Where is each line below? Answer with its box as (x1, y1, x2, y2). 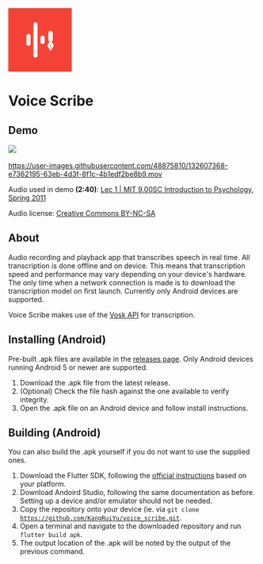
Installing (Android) (8, 333, 107, 347)
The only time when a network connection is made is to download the (8, 278, 235, 287)
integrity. (19, 394, 49, 404)
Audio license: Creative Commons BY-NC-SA (8, 209, 156, 217)
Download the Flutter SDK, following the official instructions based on (19, 471, 247, 481)
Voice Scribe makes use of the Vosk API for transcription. (8, 309, 196, 320)
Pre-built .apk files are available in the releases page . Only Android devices (8, 354, 253, 363)
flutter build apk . (19, 530, 83, 539)
